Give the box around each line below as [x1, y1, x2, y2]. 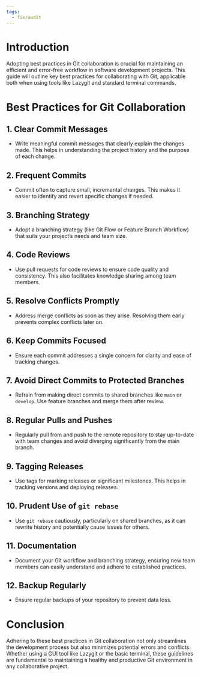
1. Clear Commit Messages [6, 124, 108, 135]
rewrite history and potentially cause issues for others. [14, 523, 150, 531]
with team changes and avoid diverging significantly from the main [14, 437, 180, 445]
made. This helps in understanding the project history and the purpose [14, 147, 190, 154]
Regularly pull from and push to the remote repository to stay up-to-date [14, 431, 194, 439]
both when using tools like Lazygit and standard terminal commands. [6, 79, 176, 87]
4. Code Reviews [6, 250, 70, 260]
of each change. [14, 153, 56, 160]
